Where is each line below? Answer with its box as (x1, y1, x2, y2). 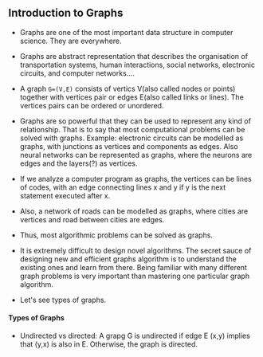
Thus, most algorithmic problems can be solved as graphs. (19, 230, 214, 240)
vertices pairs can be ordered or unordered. (19, 100, 164, 110)
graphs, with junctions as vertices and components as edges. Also (19, 141, 238, 151)
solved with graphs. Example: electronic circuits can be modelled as (19, 133, 244, 143)
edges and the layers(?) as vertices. (19, 159, 138, 168)
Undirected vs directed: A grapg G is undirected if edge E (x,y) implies (19, 331, 251, 341)
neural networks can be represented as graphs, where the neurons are (19, 150, 253, 159)
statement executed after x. (19, 190, 111, 200)
